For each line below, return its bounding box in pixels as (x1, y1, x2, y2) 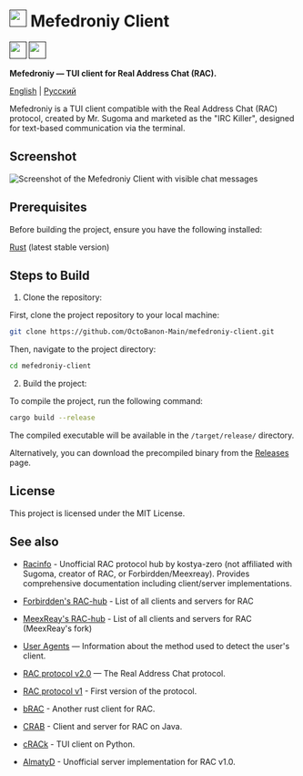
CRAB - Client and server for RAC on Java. (22, 720, 183, 731)
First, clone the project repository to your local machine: (9, 310, 220, 321)
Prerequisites (9, 200, 87, 215)
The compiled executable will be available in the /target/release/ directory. (9, 429, 295, 440)
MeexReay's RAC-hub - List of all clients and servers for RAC (22, 613, 252, 624)
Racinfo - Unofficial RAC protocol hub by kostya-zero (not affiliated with (22, 558, 293, 569)
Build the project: (22, 378, 87, 389)
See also (9, 534, 59, 550)
